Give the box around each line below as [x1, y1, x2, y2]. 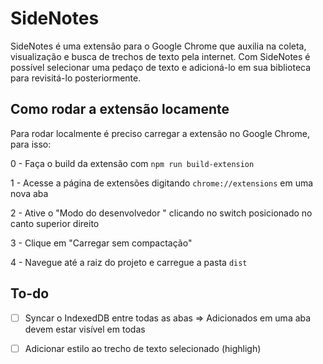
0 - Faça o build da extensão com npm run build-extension [10, 157, 255, 169]
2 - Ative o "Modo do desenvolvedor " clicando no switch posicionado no [10, 207, 313, 219]
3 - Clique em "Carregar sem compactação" [10, 237, 193, 249]
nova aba [10, 187, 49, 199]
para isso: [10, 138, 52, 150]
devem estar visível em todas [24, 323, 146, 335]
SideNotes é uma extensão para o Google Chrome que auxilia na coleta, [10, 40, 307, 52]
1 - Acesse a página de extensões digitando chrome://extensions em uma [10, 177, 314, 189]
